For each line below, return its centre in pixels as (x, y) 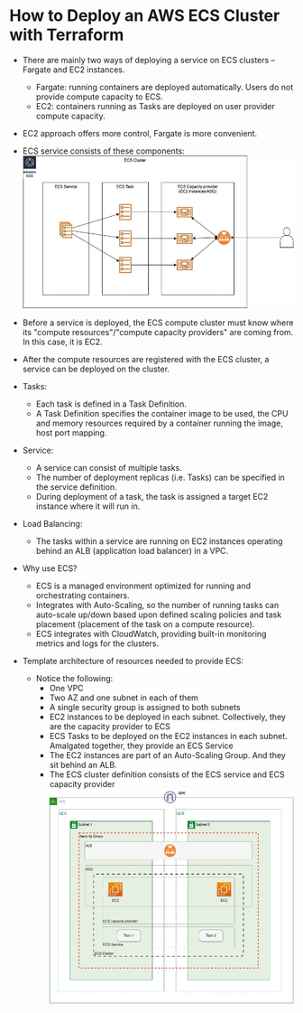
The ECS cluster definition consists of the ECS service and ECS (167, 774)
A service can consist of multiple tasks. (109, 467)
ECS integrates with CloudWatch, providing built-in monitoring (151, 633)
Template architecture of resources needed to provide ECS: (133, 661)
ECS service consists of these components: (103, 151)
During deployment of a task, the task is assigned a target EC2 (152, 496)
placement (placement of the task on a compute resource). (145, 624)
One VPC (66, 688)
